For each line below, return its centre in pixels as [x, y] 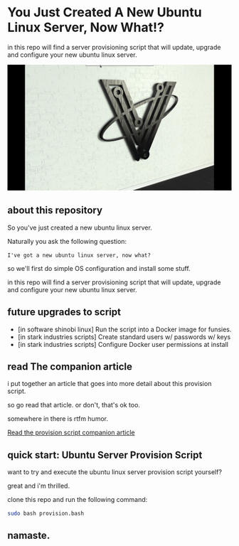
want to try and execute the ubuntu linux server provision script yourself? [115, 472]
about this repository [55, 210]
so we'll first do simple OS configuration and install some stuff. [99, 268]
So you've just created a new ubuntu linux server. [80, 227]
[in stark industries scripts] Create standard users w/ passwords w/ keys [124, 337]
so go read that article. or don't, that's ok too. [74, 405]
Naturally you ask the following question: [67, 241]
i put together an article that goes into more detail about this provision [110, 384]
